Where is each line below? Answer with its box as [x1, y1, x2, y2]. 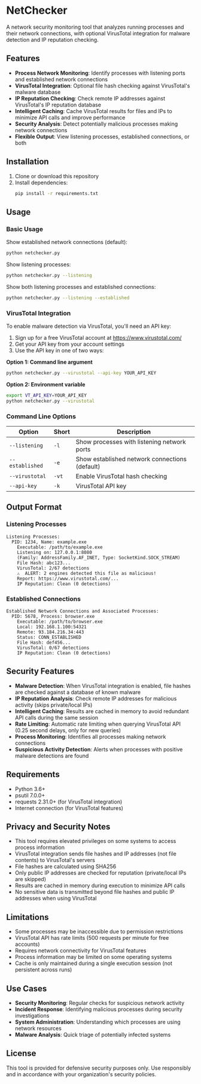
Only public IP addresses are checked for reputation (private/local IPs [14, 869, 187, 876]
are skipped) [14, 876, 47, 883]
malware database [14, 88, 61, 96]
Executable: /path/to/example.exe [17, 544, 103, 550]
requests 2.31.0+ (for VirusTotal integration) [14, 798, 123, 805]
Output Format [6, 502, 62, 512]
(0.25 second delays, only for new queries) [14, 726, 121, 733]
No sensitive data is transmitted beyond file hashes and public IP [14, 888, 175, 896]
